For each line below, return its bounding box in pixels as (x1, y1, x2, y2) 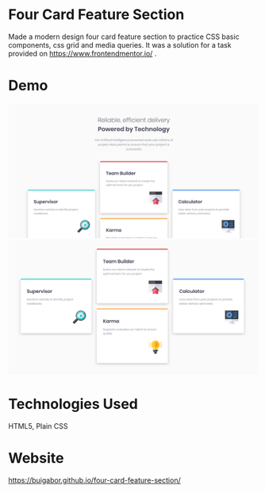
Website (8, 449, 64, 467)
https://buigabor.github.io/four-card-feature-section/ (8, 475, 181, 485)
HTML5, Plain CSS (8, 421, 68, 430)
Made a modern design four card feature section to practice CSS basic (8, 32, 240, 41)
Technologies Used (8, 395, 139, 413)
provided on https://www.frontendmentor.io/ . (8, 48, 157, 58)
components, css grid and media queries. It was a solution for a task (8, 40, 232, 49)
